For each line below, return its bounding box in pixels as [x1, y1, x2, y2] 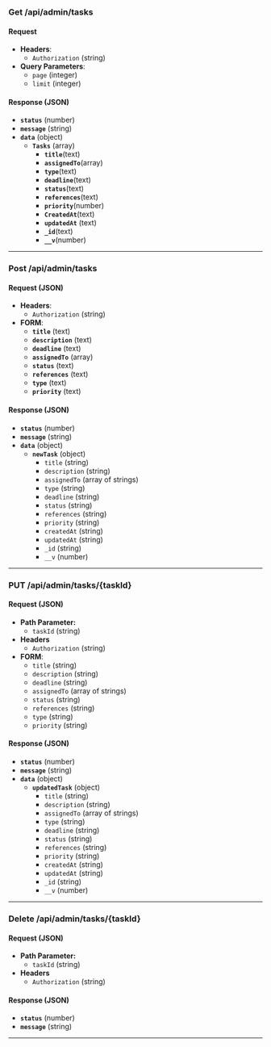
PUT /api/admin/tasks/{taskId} [8, 580, 132, 591]
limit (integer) [31, 79, 81, 89]
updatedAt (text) [44, 218, 97, 228]
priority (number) [44, 201, 105, 211]
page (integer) [31, 70, 78, 80]
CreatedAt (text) [44, 209, 95, 220]
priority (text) [31, 387, 81, 396]
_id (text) [44, 227, 73, 237]
